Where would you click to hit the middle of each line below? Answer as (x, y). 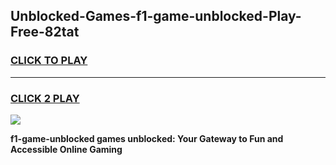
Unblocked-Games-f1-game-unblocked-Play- (156, 16)
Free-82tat (45, 32)
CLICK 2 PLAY (45, 98)
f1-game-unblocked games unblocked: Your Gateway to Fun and (147, 138)
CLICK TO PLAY (49, 61)
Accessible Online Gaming (66, 149)
